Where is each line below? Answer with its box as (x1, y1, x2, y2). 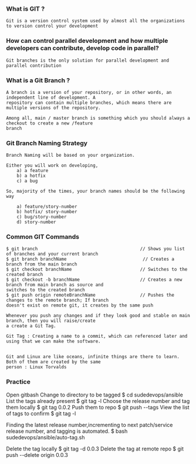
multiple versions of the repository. (6, 105, 101, 110)
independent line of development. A (6, 95, 96, 100)
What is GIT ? (6, 5, 45, 13)
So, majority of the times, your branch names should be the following (6, 189, 185, 194)
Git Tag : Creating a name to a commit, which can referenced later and (6, 334, 188, 339)
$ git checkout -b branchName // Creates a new (6, 277, 183, 283)
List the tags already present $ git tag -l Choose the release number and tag (6, 397, 190, 404)
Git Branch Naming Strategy (6, 139, 88, 147)
